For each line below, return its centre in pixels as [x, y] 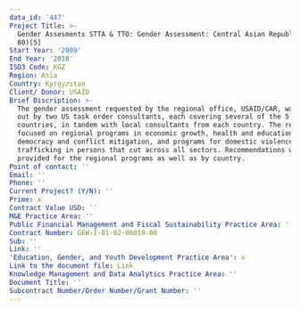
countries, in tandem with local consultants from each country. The [149, 126]
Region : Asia [33, 76]
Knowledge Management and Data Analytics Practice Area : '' [124, 274]
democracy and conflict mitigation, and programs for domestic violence [155, 142]
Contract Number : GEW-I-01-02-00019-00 [83, 232]
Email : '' [28, 175]
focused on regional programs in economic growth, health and [135, 134]
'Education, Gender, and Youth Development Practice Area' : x [127, 258]
